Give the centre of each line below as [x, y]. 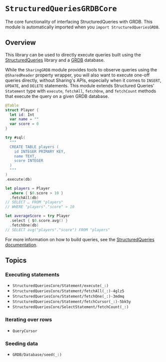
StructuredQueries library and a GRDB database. [55, 60]
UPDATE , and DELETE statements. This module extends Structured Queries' [80, 85]
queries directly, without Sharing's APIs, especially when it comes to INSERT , [83, 80]
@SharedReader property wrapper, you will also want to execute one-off [78, 75]
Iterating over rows [29, 320]
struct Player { [22, 110]
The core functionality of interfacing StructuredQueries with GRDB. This [79, 21]
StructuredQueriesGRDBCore [61, 9]
